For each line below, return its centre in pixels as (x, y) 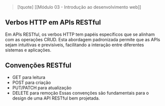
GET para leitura (29, 77)
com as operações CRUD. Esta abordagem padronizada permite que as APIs (83, 39)
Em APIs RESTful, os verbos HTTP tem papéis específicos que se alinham (80, 34)
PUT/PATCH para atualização (42, 87)
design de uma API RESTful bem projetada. (56, 98)
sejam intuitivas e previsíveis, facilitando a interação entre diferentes (75, 45)
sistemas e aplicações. (28, 50)
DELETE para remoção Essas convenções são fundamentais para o (81, 93)
